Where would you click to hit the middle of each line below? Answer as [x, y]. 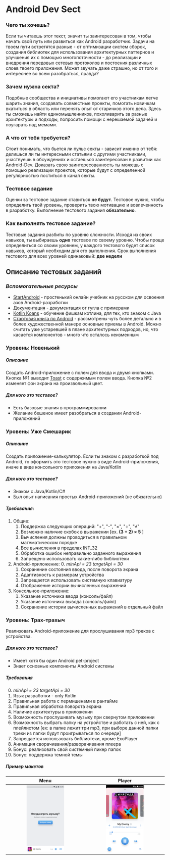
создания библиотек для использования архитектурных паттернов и [80, 52]
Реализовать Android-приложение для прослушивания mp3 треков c [80, 631]
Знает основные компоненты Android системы [64, 666]
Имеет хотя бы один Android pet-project [56, 661]
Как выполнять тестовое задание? [51, 223]
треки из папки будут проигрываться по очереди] [67, 733]
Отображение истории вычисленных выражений [73, 586]
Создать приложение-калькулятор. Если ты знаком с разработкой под [82, 456]
